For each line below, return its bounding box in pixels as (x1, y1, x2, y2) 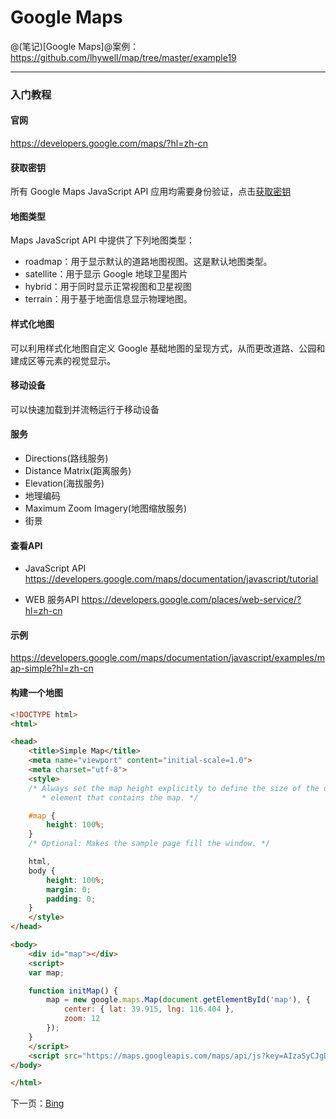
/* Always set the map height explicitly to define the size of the (28, 783, 320, 793)
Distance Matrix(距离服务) (24, 465, 132, 477)
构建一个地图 (10, 687, 63, 699)
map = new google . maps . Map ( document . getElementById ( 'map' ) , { (46, 995, 311, 1005)
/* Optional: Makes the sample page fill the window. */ (28, 839, 271, 849)
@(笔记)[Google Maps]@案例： (10, 40, 140, 52)
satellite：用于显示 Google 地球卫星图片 (24, 268, 188, 280)
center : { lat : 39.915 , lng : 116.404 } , (63, 1004, 235, 1015)
